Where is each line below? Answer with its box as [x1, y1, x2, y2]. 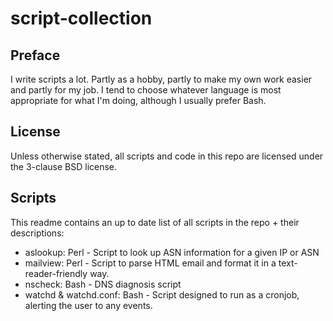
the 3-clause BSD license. [10, 160, 118, 172]
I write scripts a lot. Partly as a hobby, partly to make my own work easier [10, 73, 313, 85]
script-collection [10, 7, 153, 30]
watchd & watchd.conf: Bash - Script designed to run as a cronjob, [24, 288, 300, 301]
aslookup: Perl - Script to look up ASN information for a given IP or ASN [24, 246, 320, 258]
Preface [10, 47, 61, 64]
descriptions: [10, 227, 65, 239]
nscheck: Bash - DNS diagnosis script [24, 278, 182, 290]
